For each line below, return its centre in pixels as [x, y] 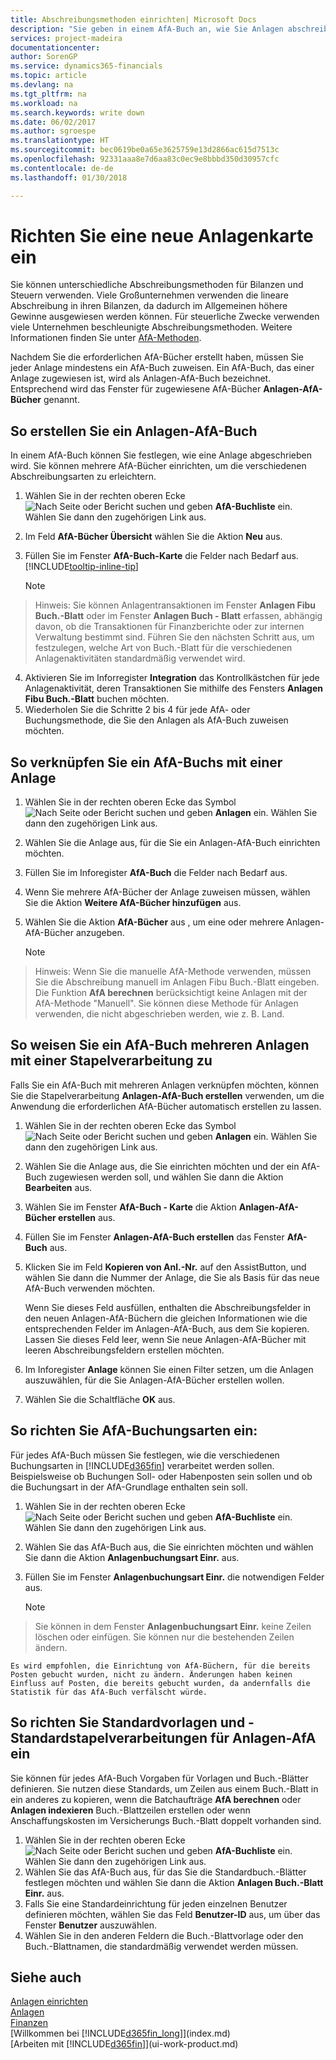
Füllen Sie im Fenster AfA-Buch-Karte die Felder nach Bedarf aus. [161, 556]
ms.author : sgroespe [53, 131]
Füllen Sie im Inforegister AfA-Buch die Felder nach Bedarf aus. [156, 873]
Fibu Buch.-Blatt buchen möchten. [97, 699]
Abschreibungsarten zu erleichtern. [83, 477]
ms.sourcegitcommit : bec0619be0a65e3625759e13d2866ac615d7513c [145, 150]
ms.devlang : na [42, 85]
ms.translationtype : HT [60, 141]
